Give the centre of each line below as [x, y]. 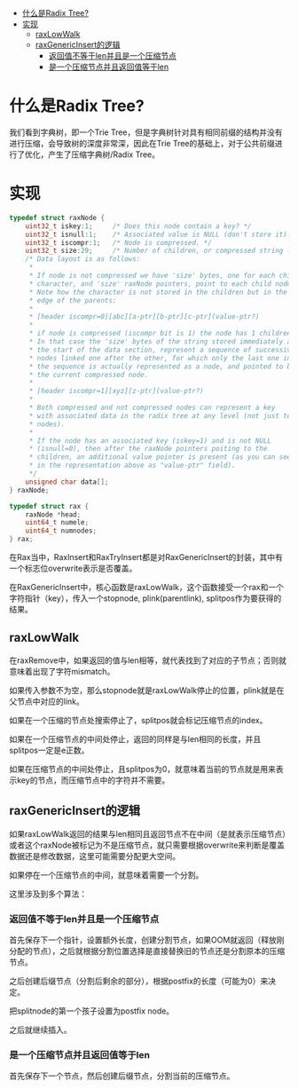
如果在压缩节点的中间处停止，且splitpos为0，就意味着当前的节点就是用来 [143, 769]
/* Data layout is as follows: [83, 259]
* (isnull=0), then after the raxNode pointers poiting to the [148, 449]
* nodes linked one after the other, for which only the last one [154, 358]
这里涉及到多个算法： [48, 894]
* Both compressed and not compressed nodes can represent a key [152, 407]
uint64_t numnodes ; [61, 531]
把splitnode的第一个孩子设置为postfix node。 [92, 1011]
